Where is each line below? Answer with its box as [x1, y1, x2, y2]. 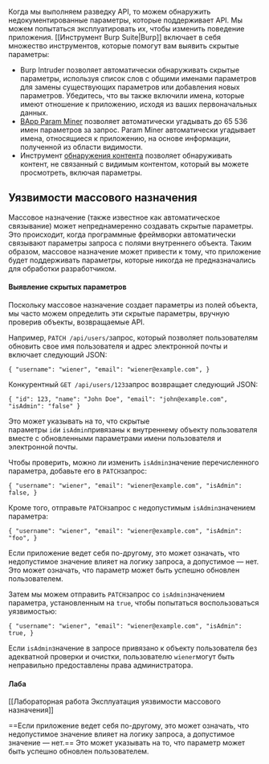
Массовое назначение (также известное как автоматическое [8, 213, 221, 222]
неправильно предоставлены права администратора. [8, 660, 194, 671]
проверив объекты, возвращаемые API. [8, 317, 145, 327]
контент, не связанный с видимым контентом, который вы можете [19, 159, 249, 168]
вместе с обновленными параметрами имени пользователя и [8, 434, 222, 444]
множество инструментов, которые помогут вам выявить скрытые [8, 41, 239, 51]
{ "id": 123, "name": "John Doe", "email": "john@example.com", [8, 395, 228, 403]
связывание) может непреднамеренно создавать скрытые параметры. [8, 221, 255, 230]
